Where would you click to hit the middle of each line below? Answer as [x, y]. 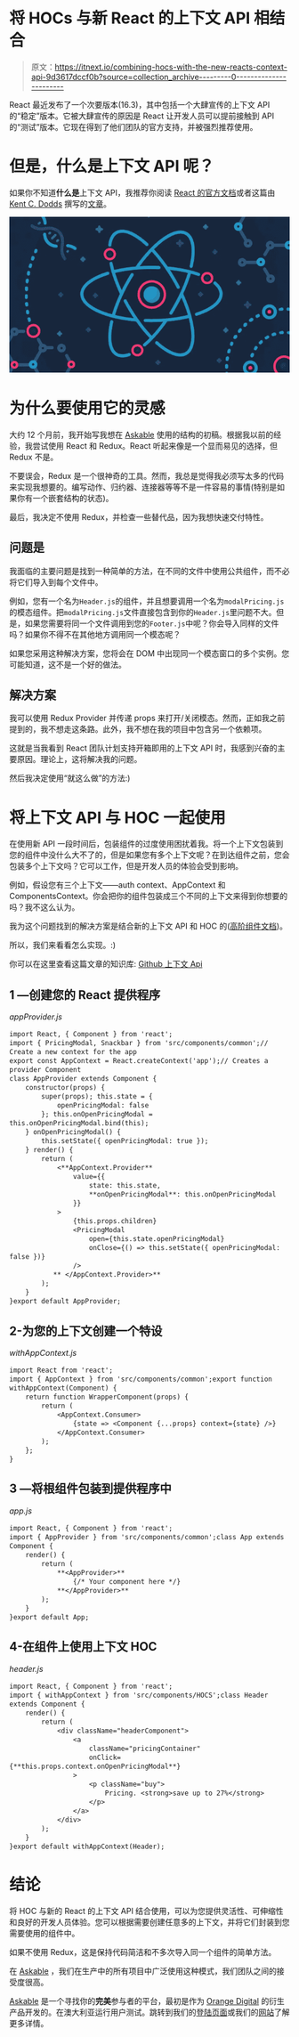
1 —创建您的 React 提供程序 [85, 995]
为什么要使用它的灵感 [88, 408]
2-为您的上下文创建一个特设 [86, 1331]
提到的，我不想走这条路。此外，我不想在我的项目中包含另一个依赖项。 [138, 729]
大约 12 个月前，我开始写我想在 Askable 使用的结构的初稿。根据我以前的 [141, 434]
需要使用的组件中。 [44, 1933]
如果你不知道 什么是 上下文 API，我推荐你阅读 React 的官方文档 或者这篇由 [142, 192]
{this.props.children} [115, 1221]
